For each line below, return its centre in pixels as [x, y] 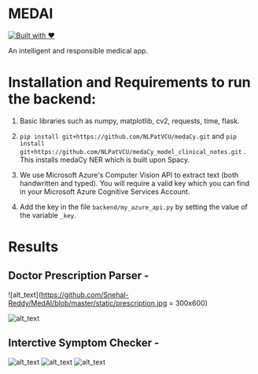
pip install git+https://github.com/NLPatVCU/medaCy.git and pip [128, 136]
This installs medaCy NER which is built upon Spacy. [105, 159]
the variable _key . [48, 215]
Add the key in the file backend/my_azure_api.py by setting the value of [133, 207]
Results [33, 247]
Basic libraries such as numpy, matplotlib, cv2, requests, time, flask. [129, 121]
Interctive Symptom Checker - [84, 343]
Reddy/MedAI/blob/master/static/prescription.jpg [88, 302]
